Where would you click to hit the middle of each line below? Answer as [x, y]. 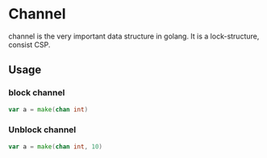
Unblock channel [42, 130]
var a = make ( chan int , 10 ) [56, 146]
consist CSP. [29, 44]
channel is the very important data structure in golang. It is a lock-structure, [134, 36]
